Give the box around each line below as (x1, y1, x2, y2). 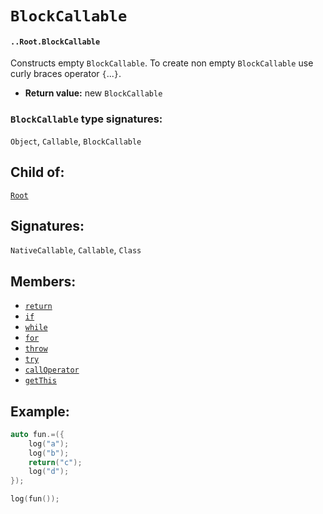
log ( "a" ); (28, 438, 70, 449)
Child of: (10, 164, 65, 181)
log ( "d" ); (28, 467, 70, 477)
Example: (10, 403, 70, 420)
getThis (24, 376, 57, 386)
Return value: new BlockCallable (24, 87, 163, 99)
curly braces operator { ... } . (10, 68, 122, 80)
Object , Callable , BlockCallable (10, 135, 142, 147)
